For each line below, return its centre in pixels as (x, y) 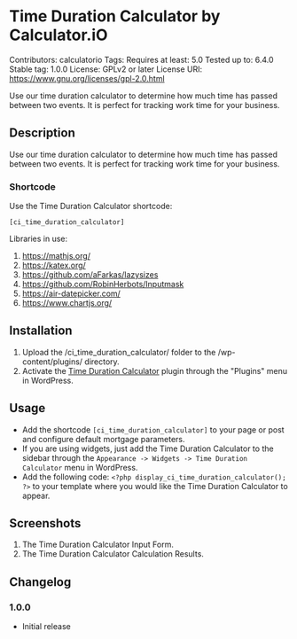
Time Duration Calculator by (115, 16)
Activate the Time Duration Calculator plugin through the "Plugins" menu (155, 370)
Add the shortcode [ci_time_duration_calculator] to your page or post (153, 429)
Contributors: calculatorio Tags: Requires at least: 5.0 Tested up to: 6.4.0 (141, 59)
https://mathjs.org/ (56, 256)
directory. (102, 362)
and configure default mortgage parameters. (103, 439)
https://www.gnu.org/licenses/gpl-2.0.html (87, 78)
